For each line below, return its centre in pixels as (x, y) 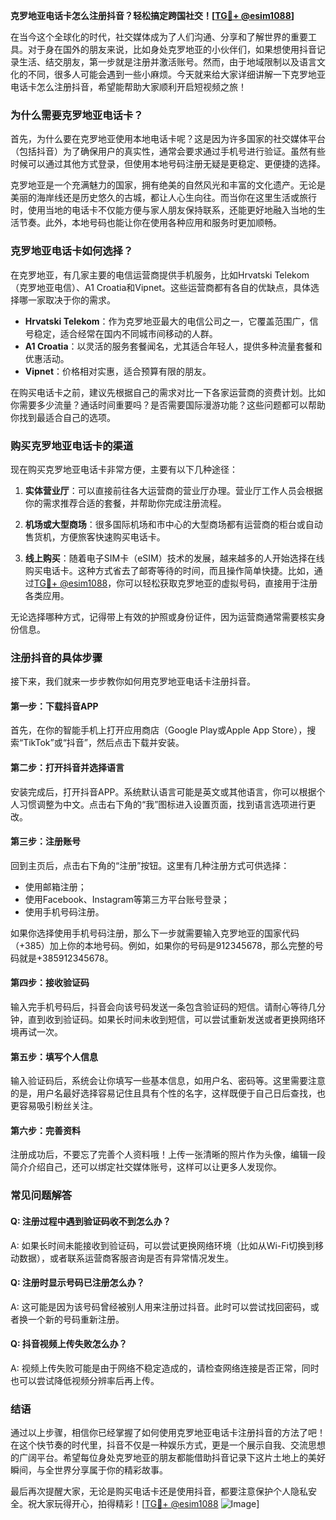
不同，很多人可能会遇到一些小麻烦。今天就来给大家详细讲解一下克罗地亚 (176, 74)
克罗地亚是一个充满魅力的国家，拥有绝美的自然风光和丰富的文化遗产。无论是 (168, 185)
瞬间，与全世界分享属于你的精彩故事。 (89, 1470)
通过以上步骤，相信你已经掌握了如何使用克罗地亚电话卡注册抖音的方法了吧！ (168, 1433)
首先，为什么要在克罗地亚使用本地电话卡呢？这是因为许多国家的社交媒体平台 (168, 139)
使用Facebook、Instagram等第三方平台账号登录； (127, 899)
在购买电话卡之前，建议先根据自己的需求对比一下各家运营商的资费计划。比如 (168, 392)
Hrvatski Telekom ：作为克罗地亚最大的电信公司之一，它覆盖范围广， (167, 321)
